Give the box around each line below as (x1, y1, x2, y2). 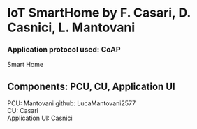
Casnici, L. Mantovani (7, 20, 136, 36)
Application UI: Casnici (7, 114, 73, 123)
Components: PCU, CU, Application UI (7, 80, 176, 92)
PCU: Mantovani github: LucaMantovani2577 (7, 99, 136, 107)
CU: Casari (7, 107, 38, 115)
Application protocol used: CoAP (7, 45, 121, 54)
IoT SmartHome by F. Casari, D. (7, 5, 191, 21)
